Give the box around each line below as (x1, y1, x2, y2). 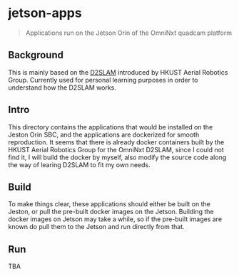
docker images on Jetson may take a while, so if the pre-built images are (8, 215, 223, 223)
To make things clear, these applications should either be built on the (8, 200, 211, 208)
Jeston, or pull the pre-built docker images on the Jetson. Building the (8, 208, 214, 216)
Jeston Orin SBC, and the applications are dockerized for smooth (8, 130, 200, 139)
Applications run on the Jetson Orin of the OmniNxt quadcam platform (25, 28, 233, 37)
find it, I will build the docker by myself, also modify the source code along (8, 153, 227, 161)
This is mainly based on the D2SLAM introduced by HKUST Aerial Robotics (8, 68, 228, 76)
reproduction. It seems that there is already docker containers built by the (8, 137, 225, 147)
